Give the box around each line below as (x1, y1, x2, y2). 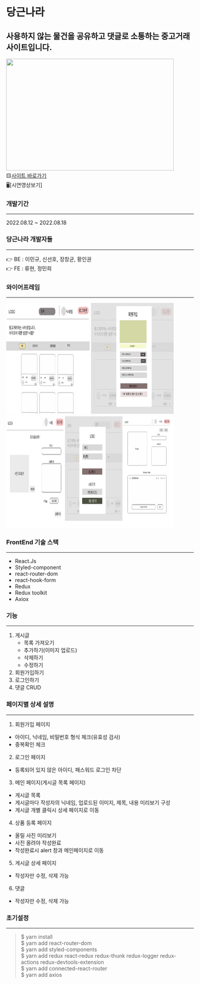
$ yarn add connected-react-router (20, 965, 108, 972)
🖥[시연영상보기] (6, 181, 43, 188)
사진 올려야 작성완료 (14, 839, 61, 846)
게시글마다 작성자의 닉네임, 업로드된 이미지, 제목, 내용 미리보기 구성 (14, 799, 171, 806)
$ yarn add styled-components (20, 946, 97, 953)
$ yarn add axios (20, 971, 62, 979)
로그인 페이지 (14, 753, 46, 760)
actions (20, 958, 39, 966)
